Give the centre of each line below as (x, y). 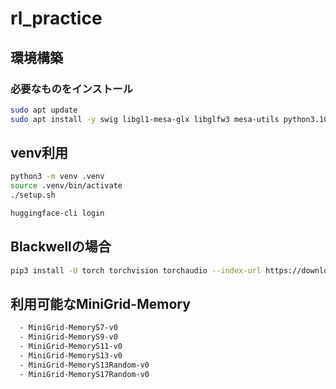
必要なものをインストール (71, 89)
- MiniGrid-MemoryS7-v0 (68, 328)
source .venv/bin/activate (66, 186)
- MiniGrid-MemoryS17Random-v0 (84, 374)
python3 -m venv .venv (57, 177)
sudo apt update (44, 110)
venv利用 (39, 153)
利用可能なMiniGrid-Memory (100, 304)
